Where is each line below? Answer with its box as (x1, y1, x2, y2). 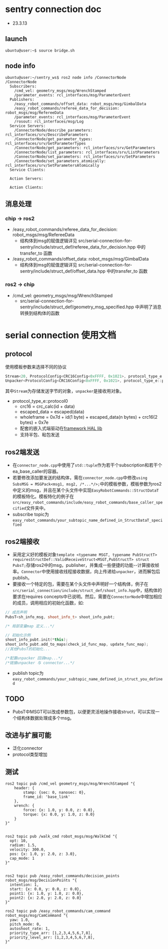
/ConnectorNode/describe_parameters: (14, 128, 93, 133)
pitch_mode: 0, (9, 922, 41, 927)
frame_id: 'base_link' (23, 794, 70, 799)
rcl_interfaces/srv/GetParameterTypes (5, 141, 86, 146)
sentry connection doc (5, 4, 101, 15)
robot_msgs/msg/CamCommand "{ (5, 913, 68, 918)
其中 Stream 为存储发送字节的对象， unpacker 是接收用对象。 (5, 388, 124, 394)
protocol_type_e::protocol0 (12, 398, 68, 404)
